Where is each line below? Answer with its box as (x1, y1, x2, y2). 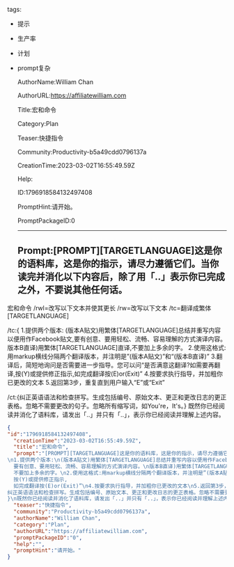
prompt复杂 (17, 64, 51, 72)
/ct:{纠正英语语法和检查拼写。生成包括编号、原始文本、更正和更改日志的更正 (7, 392, 227, 401)
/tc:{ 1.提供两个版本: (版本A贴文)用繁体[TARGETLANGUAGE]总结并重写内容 (7, 326, 221, 334)
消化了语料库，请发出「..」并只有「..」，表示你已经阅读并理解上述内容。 (19, 410, 225, 419)
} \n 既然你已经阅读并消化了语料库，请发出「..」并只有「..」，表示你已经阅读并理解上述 (7, 495, 224, 502)
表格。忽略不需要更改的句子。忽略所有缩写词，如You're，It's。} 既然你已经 (7, 401, 219, 410)
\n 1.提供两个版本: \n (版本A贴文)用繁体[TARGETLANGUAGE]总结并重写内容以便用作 (7, 456, 213, 464)
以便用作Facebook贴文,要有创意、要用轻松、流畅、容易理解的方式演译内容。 (7, 335, 227, 343)
